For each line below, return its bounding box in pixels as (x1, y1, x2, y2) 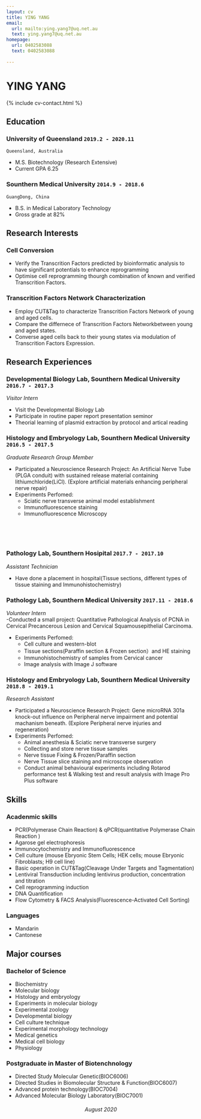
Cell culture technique (14, 1019, 70, 1026)
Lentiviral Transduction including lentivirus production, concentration (14, 871, 186, 878)
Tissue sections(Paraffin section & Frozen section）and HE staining (23, 647, 191, 655)
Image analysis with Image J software (23, 661, 118, 668)
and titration (14, 878, 45, 885)
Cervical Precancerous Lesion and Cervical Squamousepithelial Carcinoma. (6, 622, 193, 629)
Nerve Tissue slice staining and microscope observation (23, 758, 163, 765)
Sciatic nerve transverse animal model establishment (23, 497, 155, 505)
